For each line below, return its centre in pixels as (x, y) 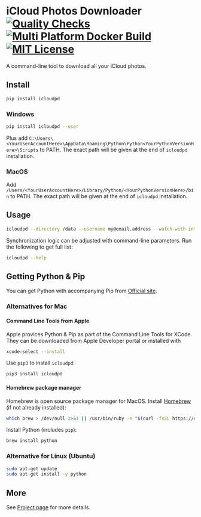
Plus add (17, 138)
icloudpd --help (26, 258)
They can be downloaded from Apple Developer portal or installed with (94, 340)
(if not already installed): (36, 407)
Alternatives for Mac (37, 306)
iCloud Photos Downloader (74, 11)
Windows (20, 114)
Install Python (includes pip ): (42, 430)
